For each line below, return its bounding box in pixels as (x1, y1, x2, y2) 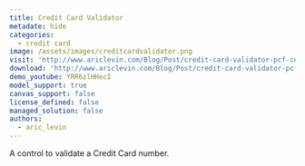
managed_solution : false (9, 106, 103, 115)
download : (9, 64, 47, 73)
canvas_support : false (9, 89, 95, 98)
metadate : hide (9, 22, 67, 31)
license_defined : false (9, 97, 100, 107)
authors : (9, 114, 43, 123)
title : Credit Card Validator (9, 13, 124, 23)
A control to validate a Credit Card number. (9, 148, 170, 159)
